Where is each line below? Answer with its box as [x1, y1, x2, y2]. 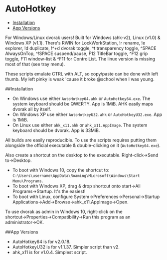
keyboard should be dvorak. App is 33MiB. [12, 127, 100, 133]
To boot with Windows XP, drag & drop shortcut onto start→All [12, 183, 141, 189]
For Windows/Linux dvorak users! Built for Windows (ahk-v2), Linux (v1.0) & [5, 34, 161, 40]
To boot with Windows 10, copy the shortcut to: [12, 167, 110, 173]
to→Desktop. [5, 157, 32, 163]
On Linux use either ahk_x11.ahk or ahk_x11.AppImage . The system [12, 122, 148, 128]
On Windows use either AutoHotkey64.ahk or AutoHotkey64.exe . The [12, 95, 151, 101]
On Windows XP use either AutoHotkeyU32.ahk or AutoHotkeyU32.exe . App [12, 111, 163, 117]
